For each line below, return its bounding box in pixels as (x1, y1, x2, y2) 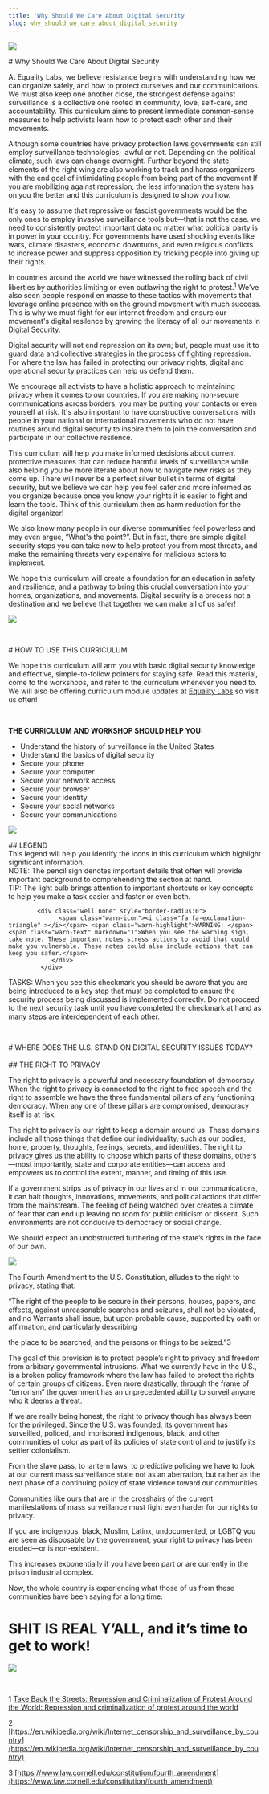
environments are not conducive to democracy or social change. (8, 1218, 222, 1228)
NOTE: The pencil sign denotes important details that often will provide (8, 866, 243, 876)
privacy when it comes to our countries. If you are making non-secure (8, 390, 239, 400)
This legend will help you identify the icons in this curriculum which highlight (8, 849, 261, 859)
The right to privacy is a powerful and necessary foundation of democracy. (8, 1076, 256, 1085)
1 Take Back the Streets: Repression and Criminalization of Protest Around (8, 1694, 253, 1704)
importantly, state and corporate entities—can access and (33, 1159, 226, 1169)
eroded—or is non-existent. (8, 1543, 100, 1553)
